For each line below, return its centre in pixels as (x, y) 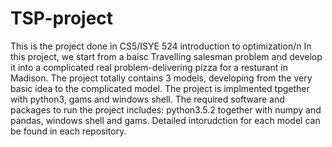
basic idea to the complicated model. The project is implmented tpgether (160, 88)
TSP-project (62, 18)
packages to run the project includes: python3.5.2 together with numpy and (166, 109)
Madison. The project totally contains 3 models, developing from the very (161, 78)
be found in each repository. (68, 131)
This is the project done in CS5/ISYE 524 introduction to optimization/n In (161, 46)
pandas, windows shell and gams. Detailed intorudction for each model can (165, 120)
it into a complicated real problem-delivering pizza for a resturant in (149, 67)
